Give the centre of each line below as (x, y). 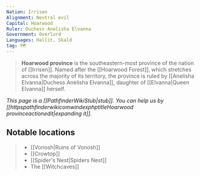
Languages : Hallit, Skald (39, 40)
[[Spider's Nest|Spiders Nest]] (68, 160)
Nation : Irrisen (27, 12)
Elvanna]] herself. (43, 89)
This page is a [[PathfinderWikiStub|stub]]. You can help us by (85, 100)
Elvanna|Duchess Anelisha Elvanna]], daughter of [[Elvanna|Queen (105, 82)
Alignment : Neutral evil (38, 18)
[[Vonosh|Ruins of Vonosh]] (65, 147)
